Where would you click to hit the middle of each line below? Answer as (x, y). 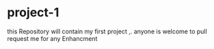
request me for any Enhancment (52, 38)
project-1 (33, 13)
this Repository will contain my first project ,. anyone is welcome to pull (107, 31)
